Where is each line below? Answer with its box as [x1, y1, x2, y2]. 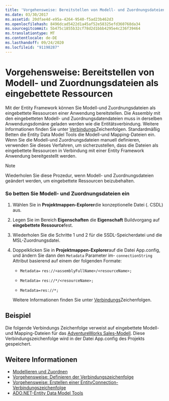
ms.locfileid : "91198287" [5, 45, 59, 50]
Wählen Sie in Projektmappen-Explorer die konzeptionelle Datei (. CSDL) [12, 202, 163, 208]
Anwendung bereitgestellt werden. [5, 153, 77, 159]
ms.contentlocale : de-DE [5, 36, 57, 41]
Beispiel [5, 311, 31, 320]
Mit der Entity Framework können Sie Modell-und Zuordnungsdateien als [5, 104, 156, 111]
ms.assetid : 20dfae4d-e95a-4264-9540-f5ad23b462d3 [5, 17, 114, 22]
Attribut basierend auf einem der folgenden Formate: [12, 257, 122, 263]
